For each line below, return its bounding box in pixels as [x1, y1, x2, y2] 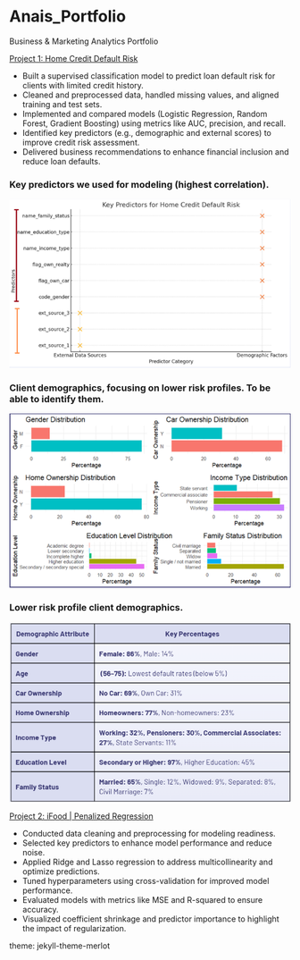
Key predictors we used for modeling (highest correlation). [9, 178, 270, 190]
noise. [21, 846, 46, 857]
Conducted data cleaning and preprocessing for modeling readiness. [21, 828, 276, 838]
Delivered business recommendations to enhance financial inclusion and [21, 146, 289, 157]
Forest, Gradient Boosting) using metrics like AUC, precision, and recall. [21, 118, 287, 129]
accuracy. [21, 904, 60, 914]
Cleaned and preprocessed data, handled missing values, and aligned [21, 89, 279, 100]
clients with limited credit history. [21, 80, 145, 90]
